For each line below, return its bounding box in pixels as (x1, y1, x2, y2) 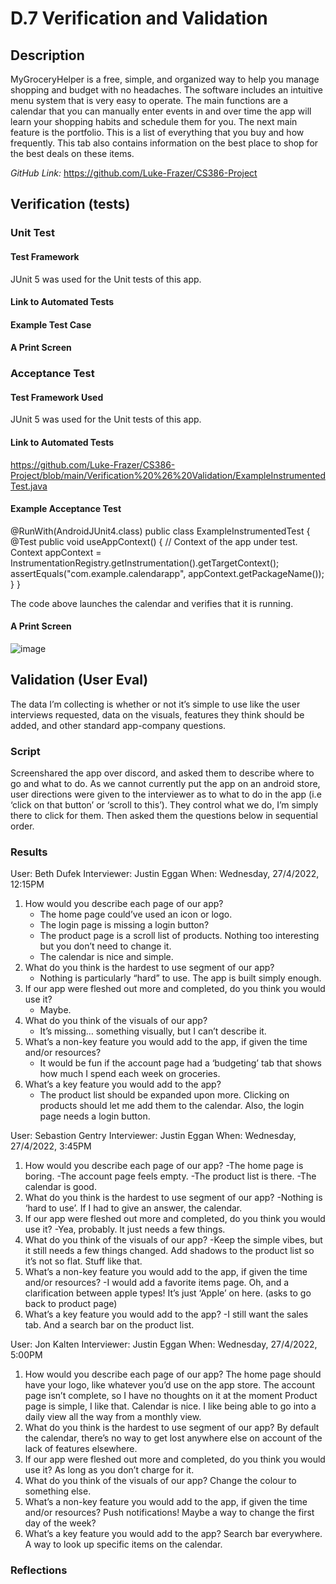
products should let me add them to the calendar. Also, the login (39, 1100, 305, 1112)
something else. (24, 1485, 92, 1497)
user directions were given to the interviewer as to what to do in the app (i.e (10, 788, 322, 801)
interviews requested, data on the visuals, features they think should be (10, 708, 305, 721)
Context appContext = (10, 546, 102, 558)
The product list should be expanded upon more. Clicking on (39, 1089, 290, 1101)
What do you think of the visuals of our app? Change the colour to (24, 1475, 297, 1487)
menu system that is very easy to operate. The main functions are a (10, 95, 289, 106)
